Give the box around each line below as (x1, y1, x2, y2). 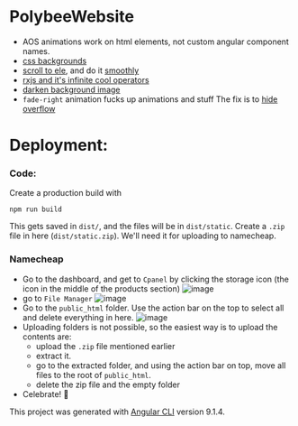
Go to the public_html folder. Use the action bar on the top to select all (22, 302, 284, 313)
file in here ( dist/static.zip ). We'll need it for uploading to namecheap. (9, 230, 276, 241)
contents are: (22, 331, 72, 342)
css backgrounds (22, 55, 87, 66)
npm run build (9, 205, 63, 214)
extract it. (35, 350, 72, 361)
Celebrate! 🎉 (22, 388, 69, 399)
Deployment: (9, 135, 108, 155)
